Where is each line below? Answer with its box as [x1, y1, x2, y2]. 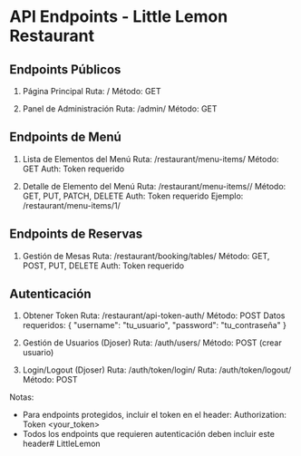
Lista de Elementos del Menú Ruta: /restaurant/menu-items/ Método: [22, 153, 279, 164]
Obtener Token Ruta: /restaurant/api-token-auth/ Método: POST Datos [22, 310, 286, 321]
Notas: [9, 392, 34, 403]
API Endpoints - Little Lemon [9, 6, 228, 27]
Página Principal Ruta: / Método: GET [22, 86, 161, 96]
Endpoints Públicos [9, 62, 121, 77]
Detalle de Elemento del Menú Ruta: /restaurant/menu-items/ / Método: [22, 180, 286, 191]
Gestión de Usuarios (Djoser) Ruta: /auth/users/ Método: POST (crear [22, 337, 283, 348]
